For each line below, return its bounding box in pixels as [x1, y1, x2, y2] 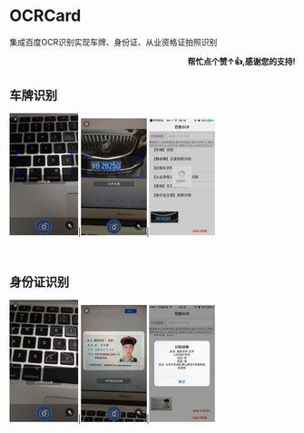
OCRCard [9, 5, 82, 26]
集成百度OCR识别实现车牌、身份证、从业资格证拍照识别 [9, 36, 218, 47]
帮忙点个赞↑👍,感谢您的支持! [187, 55, 296, 66]
